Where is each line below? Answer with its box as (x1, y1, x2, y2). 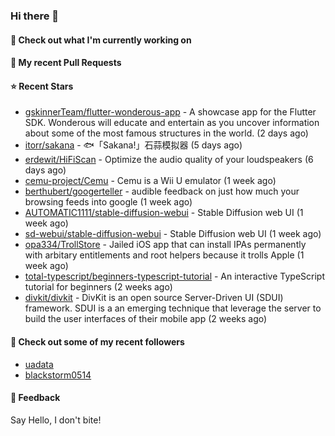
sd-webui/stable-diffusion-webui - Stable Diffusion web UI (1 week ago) (24, 228, 322, 240)
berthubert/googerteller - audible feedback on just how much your (24, 185, 300, 198)
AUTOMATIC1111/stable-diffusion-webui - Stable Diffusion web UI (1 (24, 207, 304, 219)
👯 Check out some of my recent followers (10, 335, 185, 348)
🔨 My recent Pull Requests (10, 57, 122, 69)
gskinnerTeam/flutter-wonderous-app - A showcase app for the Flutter (24, 106, 317, 118)
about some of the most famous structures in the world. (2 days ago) (24, 127, 309, 139)
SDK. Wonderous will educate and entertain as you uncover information (24, 117, 320, 129)
